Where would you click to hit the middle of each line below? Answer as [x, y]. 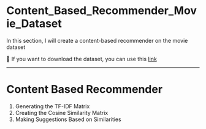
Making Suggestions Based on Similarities [68, 119]
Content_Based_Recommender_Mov [102, 11]
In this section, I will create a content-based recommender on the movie [97, 40]
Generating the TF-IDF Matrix [52, 106]
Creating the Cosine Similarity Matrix [62, 112]
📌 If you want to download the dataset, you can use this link [82, 59]
